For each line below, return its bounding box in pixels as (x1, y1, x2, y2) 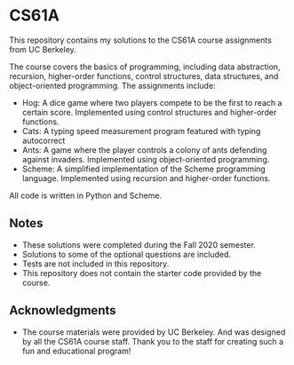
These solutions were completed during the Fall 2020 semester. (21, 239, 256, 250)
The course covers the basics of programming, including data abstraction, (9, 61, 282, 72)
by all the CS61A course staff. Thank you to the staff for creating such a (21, 336, 284, 346)
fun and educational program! (21, 345, 131, 356)
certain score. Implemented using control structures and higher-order (21, 107, 277, 117)
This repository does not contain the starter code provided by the (21, 267, 262, 278)
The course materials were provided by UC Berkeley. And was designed (21, 326, 286, 337)
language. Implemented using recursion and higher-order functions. (21, 172, 271, 183)
